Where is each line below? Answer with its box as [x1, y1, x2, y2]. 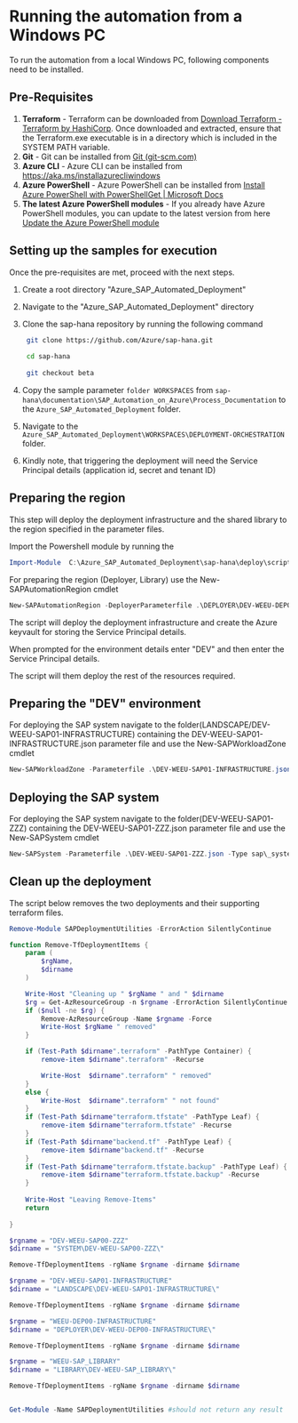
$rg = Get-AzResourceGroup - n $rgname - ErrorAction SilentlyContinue [25, 998, 288, 1007]
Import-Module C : [9, 558, 77, 567]
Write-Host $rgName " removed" [41, 1023, 157, 1032]
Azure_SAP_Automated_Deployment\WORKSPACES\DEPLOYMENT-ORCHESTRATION [21, 430, 286, 439]
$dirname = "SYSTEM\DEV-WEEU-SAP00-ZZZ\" [9, 1244, 165, 1253]
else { [25, 1088, 50, 1097]
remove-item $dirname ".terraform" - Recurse [41, 1056, 204, 1065]
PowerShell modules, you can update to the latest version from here [21, 207, 271, 219]
